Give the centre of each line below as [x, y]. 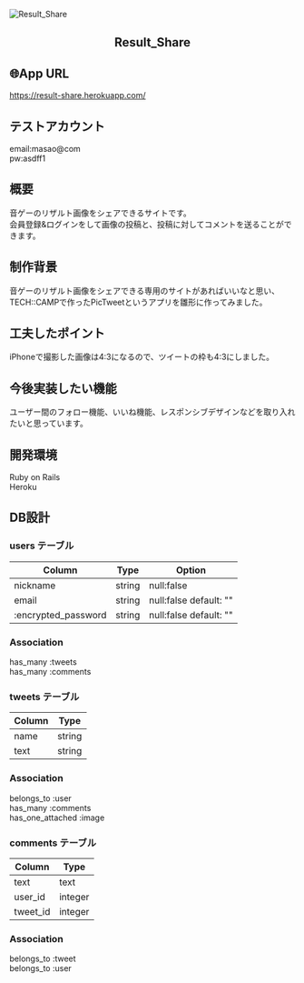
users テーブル [42, 546]
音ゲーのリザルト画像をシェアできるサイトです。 [101, 213]
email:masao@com [45, 149]
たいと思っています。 [49, 424]
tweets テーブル [44, 697]
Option [191, 570]
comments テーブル [53, 843]
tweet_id [32, 911]
